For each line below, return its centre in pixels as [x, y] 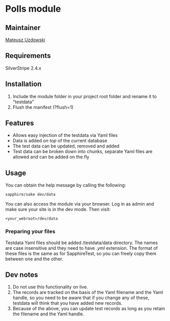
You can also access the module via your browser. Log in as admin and [80, 204]
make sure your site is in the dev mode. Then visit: [58, 210]
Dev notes [22, 274]
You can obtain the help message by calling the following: [66, 185]
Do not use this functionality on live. [50, 287]
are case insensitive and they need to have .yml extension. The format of [81, 248]
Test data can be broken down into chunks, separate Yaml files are [82, 152]
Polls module [33, 9]
